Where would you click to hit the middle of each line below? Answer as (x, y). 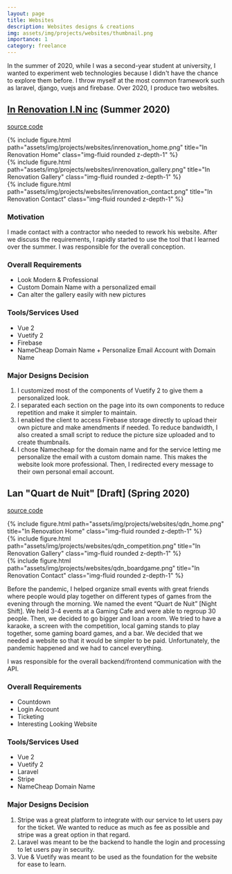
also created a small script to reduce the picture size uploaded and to (116, 435)
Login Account (38, 709)
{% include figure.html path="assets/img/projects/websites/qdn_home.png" (116, 523)
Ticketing (30, 717)
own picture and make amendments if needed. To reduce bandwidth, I (117, 427)
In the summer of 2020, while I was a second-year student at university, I (111, 66)
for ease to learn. (42, 864)
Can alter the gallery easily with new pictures (81, 295)
